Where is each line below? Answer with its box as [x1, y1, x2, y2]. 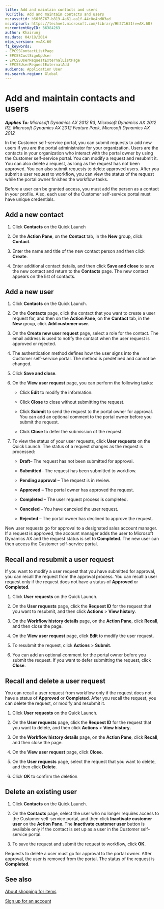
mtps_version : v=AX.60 [5, 39, 52, 44]
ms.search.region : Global [5, 72, 58, 76]
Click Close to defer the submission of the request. [19, 429, 123, 435]
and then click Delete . [12, 764, 57, 770]
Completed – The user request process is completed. [19, 496, 128, 502]
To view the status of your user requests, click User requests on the [12, 438, 151, 444]
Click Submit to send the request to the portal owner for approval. [19, 409, 153, 415]
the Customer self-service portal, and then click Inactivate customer [12, 815, 152, 822]
